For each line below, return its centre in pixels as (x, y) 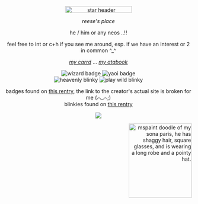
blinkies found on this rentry (98, 104)
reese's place (98, 21)
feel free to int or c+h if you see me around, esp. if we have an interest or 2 (98, 44)
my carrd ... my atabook (98, 62)
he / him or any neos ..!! (98, 33)
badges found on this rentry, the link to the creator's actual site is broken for (98, 91)
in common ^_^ (98, 50)
